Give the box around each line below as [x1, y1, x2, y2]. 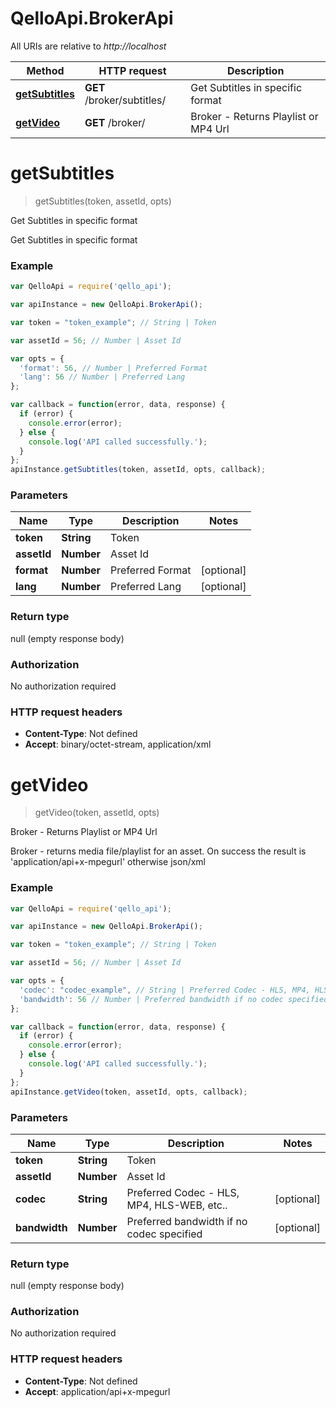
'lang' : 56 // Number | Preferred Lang [19, 372, 186, 382]
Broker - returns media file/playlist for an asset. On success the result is [10, 845, 307, 857]
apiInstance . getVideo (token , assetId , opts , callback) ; [10, 1087, 248, 1097]
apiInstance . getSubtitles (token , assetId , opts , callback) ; [10, 465, 267, 475]
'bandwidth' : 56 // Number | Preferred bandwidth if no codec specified [19, 994, 329, 1004]
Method [26, 63, 65, 77]
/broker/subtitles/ [84, 93, 167, 107]
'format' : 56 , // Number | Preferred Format [19, 363, 208, 373]
